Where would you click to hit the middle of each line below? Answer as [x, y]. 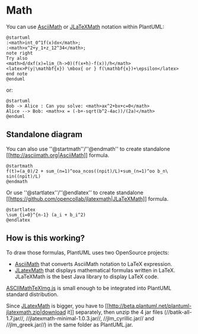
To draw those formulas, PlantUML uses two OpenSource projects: [88, 252]
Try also [17, 58]
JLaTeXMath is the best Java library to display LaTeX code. [87, 277]
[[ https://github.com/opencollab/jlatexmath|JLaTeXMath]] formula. [87, 198]
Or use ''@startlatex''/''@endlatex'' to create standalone [75, 192]
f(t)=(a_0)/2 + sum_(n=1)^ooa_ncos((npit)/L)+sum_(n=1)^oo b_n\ [87, 171]
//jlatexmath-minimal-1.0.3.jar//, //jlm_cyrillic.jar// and [90, 318]
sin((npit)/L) [24, 176]
